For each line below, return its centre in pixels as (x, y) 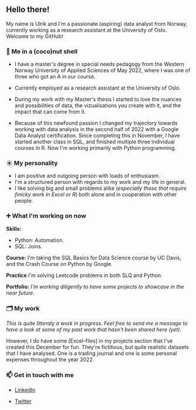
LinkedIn (25, 390)
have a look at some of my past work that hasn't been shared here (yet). (94, 329)
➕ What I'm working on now (46, 216)
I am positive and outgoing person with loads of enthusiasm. (87, 176)
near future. (20, 293)
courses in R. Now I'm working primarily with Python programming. (95, 148)
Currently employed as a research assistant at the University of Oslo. (97, 88)
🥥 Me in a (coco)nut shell (42, 51)
